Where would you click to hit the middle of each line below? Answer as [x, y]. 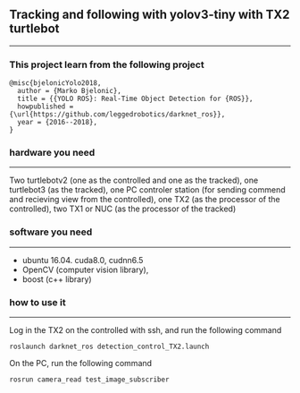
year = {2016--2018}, [58, 123]
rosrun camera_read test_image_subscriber [89, 380]
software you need [51, 232]
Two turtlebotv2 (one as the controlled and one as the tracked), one [134, 180]
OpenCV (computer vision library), [85, 269]
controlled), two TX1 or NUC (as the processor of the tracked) [123, 209]
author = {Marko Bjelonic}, [70, 91]
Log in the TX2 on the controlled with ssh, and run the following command [146, 330]
